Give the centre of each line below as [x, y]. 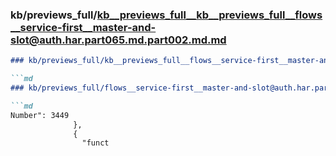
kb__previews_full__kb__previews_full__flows [209, 15]
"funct [95, 143]
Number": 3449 [40, 115]
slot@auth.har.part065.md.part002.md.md [118, 40]
